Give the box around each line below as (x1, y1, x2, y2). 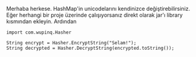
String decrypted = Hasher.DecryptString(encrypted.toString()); (6, 45, 174, 51)
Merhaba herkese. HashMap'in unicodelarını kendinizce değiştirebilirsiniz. (6, 5, 191, 12)
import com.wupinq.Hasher (6, 29, 71, 35)
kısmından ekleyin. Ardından (6, 18, 77, 25)
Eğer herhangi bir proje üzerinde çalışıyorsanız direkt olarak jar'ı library (6, 11, 183, 19)
